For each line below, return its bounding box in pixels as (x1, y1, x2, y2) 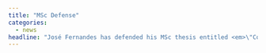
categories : (8, 19, 47, 26)
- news (15, 26, 37, 34)
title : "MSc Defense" (8, 11, 80, 19)
